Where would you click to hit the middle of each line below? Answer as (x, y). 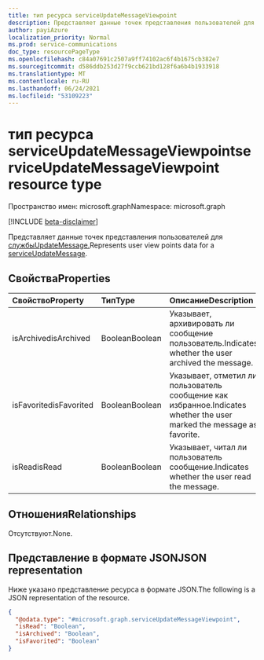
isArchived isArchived (51, 338)
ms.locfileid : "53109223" (50, 96)
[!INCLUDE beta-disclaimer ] (53, 222)
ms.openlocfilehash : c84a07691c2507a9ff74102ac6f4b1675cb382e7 (114, 60)
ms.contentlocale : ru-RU (49, 81)
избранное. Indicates (208, 405)
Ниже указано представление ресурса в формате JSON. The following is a (132, 589)
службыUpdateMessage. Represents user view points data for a (111, 245)
